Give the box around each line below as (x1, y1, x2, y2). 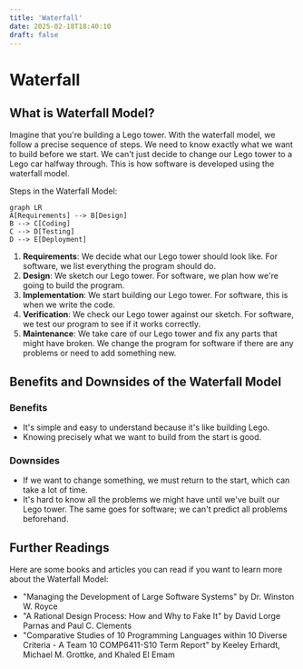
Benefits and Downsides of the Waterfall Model (9, 374, 282, 389)
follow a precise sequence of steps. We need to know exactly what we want (9, 139, 293, 150)
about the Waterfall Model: (9, 574, 109, 584)
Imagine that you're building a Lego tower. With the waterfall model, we (9, 129, 276, 141)
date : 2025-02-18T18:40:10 (9, 22, 112, 31)
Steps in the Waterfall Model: (9, 185, 118, 196)
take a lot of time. (22, 484, 88, 495)
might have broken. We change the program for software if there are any (22, 338, 294, 349)
